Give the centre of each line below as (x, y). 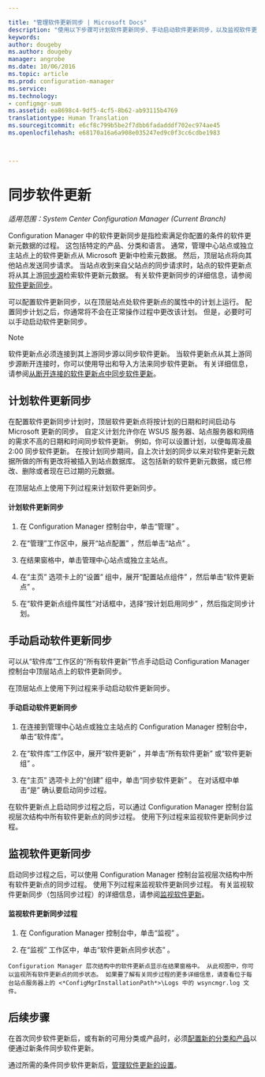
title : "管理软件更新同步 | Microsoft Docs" (78, 22)
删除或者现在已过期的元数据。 (70, 471)
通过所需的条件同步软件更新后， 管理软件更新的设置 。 (95, 1064)
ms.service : (28, 89)
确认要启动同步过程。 (77, 790)
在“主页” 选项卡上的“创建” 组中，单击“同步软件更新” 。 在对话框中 (126, 779)
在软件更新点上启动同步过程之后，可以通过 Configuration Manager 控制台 (127, 806)
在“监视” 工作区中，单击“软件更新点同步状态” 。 (97, 950)
